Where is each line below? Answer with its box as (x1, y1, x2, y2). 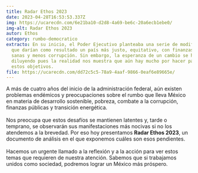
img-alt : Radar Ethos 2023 (6, 25, 72, 31)
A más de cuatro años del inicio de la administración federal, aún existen (6, 85, 182, 92)
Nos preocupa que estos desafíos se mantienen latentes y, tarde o (6, 116, 167, 124)
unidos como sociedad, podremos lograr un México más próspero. (6, 161, 168, 168)
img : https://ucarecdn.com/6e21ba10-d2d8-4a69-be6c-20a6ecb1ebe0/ (6, 19, 173, 25)
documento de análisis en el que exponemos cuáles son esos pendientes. (6, 135, 186, 142)
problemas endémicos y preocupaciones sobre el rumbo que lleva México (6, 92, 186, 99)
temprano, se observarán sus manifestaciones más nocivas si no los (6, 123, 172, 130)
